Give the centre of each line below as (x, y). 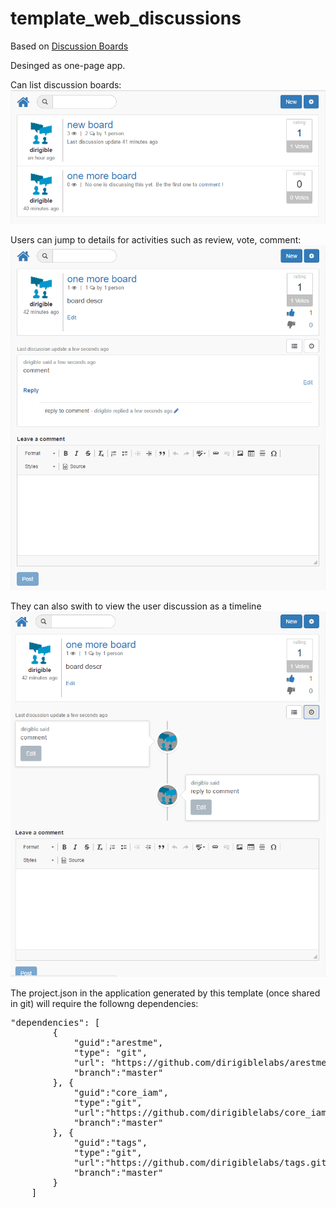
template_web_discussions (126, 18)
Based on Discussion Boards (69, 46)
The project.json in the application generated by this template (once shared (165, 993)
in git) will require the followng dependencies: (104, 1004)
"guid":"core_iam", (121, 1093)
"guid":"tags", (110, 1143)
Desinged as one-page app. (68, 65)
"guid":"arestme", (118, 1043)
